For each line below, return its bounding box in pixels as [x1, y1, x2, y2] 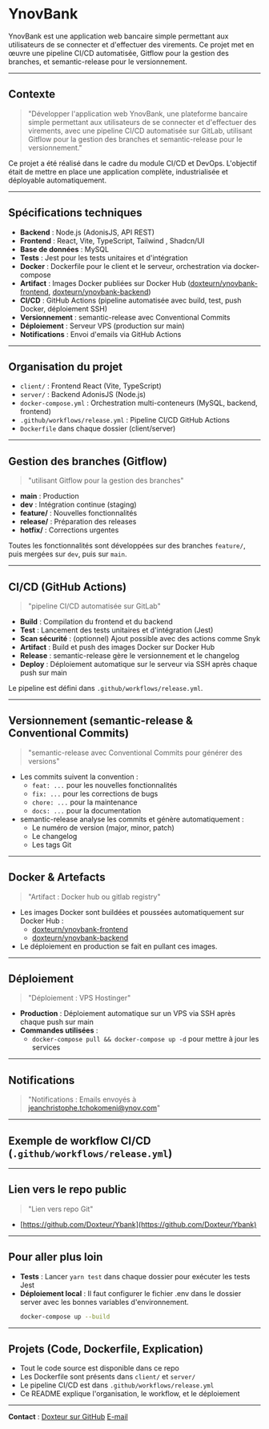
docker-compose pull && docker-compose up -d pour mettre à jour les [31, 1034, 259, 1044]
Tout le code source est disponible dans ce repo [19, 1363, 180, 1373]
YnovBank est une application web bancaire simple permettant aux [8, 31, 229, 41]
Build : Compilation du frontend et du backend [19, 617, 174, 626]
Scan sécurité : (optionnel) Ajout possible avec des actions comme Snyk [19, 634, 261, 643]
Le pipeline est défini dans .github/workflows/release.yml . [8, 684, 203, 692]
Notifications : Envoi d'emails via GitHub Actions [19, 329, 182, 339]
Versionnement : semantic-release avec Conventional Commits [19, 312, 231, 322]
